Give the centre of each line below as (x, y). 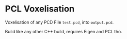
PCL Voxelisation (40, 9)
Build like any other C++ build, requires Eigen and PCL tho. (63, 31)
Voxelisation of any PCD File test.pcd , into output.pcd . (59, 22)
